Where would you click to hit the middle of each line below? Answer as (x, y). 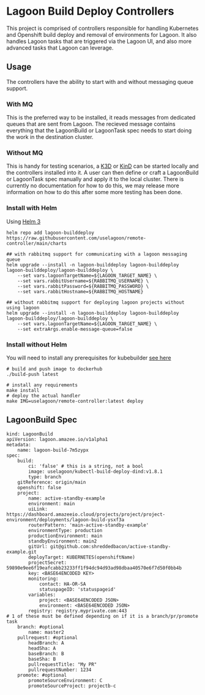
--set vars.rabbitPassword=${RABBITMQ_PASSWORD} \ (83, 286)
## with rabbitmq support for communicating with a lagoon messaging (97, 254)
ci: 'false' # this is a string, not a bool (86, 466)
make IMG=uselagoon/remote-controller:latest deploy (75, 401)
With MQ (20, 104)
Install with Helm (32, 208)
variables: (42, 595)
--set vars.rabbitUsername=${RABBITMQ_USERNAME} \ (83, 281)
